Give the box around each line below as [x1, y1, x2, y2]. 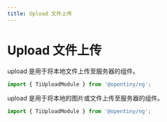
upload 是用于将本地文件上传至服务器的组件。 [7, 67, 140, 75]
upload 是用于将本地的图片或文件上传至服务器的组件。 [7, 94, 164, 102]
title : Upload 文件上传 [7, 10, 72, 17]
